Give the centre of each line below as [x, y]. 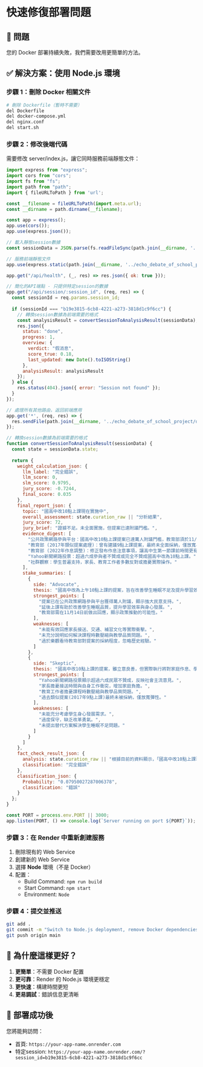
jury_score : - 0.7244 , [50, 489]
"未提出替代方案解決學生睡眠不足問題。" [82, 725]
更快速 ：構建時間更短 [41, 986]
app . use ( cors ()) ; [28, 226]
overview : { [37, 343]
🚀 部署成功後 [30, 1015]
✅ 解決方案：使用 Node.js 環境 [63, 73]
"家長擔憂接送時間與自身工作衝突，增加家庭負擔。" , [94, 686]
